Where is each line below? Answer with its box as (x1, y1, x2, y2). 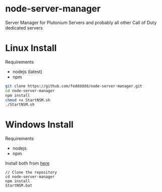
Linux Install (5, 42, 57, 54)
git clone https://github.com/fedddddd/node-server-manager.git (5, 83, 142, 88)
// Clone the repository (5, 170, 57, 175)
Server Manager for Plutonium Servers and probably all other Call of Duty (5, 19, 157, 25)
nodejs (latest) (12, 68, 43, 74)
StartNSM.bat (5, 183, 33, 188)
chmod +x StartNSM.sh (5, 97, 51, 102)
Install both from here (5, 160, 50, 166)
